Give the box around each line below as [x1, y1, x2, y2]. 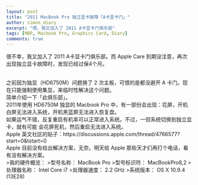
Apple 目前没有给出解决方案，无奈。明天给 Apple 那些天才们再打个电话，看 [6, 144, 189, 151]
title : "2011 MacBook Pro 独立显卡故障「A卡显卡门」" [6, 14, 131, 20]
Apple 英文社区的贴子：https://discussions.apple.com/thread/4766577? [6, 131, 180, 137]
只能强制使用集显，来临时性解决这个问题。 [11, 87, 115, 93]
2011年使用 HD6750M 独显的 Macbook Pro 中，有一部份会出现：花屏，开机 [6, 101, 189, 108]
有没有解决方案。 [6, 151, 48, 158]
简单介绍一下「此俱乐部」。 [6, 94, 71, 101]
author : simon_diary [6, 19, 57, 25]
